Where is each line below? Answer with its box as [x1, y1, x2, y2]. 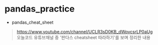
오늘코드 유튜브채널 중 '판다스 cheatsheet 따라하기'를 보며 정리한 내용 [16, 34, 151, 40]
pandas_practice [4, 3, 75, 15]
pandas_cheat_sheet [11, 19, 53, 25]
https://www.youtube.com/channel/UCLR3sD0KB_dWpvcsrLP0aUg [16, 29, 153, 34]
